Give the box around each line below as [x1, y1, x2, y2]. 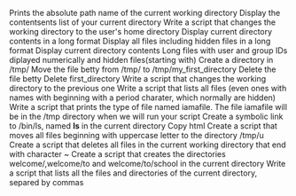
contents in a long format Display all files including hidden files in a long [9, 35, 271, 46]
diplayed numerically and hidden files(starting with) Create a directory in [9, 55, 274, 65]
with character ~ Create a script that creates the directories [9, 149, 226, 159]
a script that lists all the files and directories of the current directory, [9, 168, 258, 178]
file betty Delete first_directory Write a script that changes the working [9, 74, 267, 83]
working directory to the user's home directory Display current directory [9, 27, 273, 36]
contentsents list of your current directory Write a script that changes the [9, 17, 277, 27]
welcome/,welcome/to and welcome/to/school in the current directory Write [9, 159, 286, 169]
